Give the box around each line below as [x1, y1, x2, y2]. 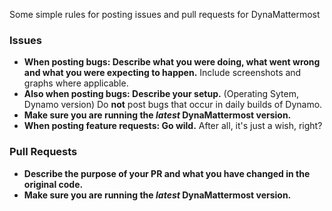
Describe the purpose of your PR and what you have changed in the [23, 167, 311, 179]
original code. [23, 178, 84, 190]
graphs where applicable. [23, 77, 129, 89]
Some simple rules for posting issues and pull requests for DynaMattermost [9, 9, 321, 20]
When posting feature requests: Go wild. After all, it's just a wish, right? [23, 120, 323, 132]
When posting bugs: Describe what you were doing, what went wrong [23, 56, 321, 68]
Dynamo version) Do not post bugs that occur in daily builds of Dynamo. [23, 99, 323, 111]
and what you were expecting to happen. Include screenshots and [23, 67, 302, 79]
